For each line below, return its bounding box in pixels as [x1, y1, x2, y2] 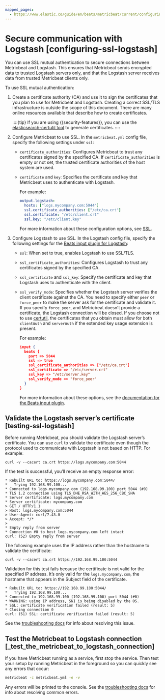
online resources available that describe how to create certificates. [12, 110, 147, 116]
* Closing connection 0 [5, 608, 54, 612]
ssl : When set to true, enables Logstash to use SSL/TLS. [19, 250, 135, 256]
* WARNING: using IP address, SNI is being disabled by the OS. [5, 599, 139, 604]
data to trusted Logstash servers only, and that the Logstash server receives [5, 70, 160, 76]
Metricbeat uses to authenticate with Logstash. [19, 179, 115, 185]
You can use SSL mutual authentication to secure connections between [5, 59, 150, 65]
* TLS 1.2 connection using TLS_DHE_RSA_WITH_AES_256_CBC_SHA [5, 491, 135, 496]
